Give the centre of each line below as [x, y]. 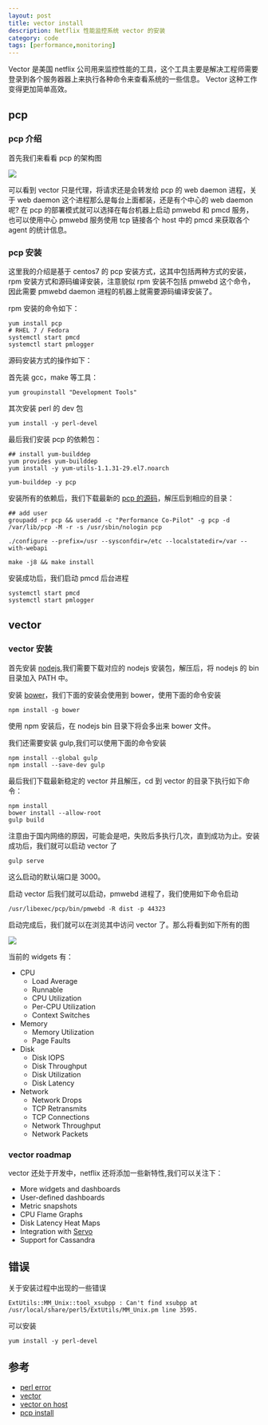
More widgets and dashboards [70, 1189]
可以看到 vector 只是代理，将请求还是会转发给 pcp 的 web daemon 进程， [129, 189]
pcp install [37, 1412]
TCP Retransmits [59, 1109]
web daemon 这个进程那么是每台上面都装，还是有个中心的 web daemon [135, 200]
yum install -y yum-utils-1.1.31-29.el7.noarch [89, 468]
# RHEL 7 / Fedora [39, 331]
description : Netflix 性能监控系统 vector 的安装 [87, 30]
